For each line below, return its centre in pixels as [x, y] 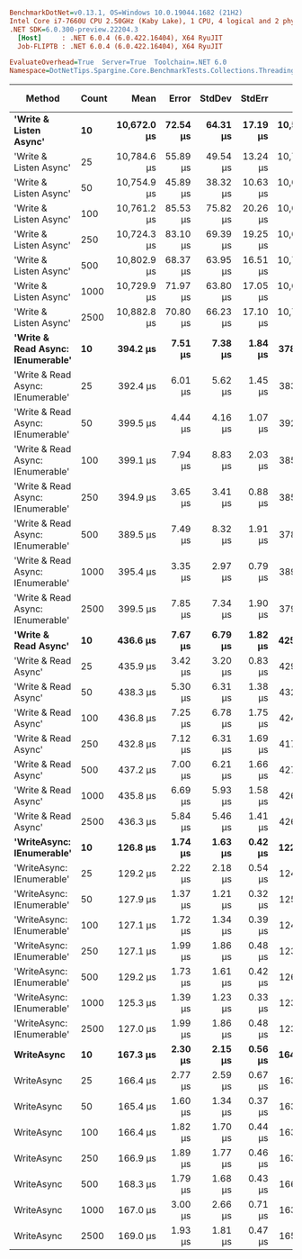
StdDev [215, 98]
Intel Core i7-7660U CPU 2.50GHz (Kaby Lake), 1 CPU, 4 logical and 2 [144, 21]
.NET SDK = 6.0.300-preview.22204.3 [74, 29]
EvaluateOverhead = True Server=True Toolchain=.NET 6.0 [118, 63]
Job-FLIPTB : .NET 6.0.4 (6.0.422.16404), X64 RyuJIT [120, 46]
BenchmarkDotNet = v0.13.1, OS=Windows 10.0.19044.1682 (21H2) [126, 13]
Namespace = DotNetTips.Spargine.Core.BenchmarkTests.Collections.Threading [152, 71]
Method [43, 98]
